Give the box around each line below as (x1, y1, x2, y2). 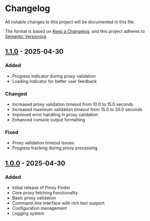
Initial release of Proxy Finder (12, 185, 71, 190)
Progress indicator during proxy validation (12, 73, 96, 79)
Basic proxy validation (12, 195, 57, 201)
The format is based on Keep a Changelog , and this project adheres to (5, 28, 145, 34)
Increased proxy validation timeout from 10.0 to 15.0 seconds (12, 101, 134, 107)
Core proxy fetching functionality (12, 189, 78, 195)
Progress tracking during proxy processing (12, 145, 98, 151)
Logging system (12, 210, 45, 216)
